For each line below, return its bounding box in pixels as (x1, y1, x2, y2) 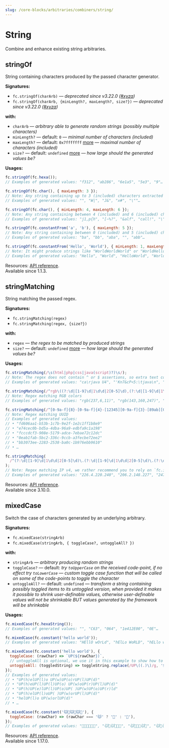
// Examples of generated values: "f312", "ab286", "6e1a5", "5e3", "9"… (5, 180, 163, 185)
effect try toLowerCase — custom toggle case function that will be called (12, 570, 162, 576)
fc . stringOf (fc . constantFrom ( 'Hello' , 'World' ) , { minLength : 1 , (5, 244, 145, 249)
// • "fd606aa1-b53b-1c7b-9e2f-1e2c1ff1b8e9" (5, 421, 102, 426)
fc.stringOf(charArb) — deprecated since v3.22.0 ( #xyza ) (12, 93, 135, 99)
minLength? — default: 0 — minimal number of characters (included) (12, 134, 153, 140)
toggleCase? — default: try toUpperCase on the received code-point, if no (12, 564, 162, 570)
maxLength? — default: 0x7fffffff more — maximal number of (12, 139, 141, 145)
